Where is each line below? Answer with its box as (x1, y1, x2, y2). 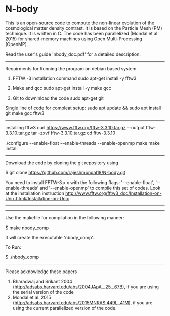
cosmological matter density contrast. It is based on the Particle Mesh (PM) (5, 25, 163, 31)
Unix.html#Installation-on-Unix (5, 195, 69, 201)
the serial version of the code (12, 289, 74, 295)
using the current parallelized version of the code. (12, 305, 117, 311)
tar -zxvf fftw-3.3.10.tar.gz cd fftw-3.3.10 (31, 130, 115, 136)
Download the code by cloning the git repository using (5, 160, 119, 166)
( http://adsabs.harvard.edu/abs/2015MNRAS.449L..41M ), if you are (12, 299, 153, 306)
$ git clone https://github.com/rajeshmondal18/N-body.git (5, 169, 125, 175)
